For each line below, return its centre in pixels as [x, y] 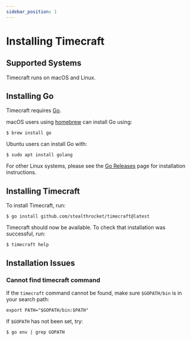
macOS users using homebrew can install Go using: [69, 122]
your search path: [28, 299]
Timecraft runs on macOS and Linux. [51, 77]
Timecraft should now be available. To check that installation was [86, 228]
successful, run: [26, 234]
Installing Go [30, 96]
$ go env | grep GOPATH [36, 332]
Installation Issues [41, 263]
